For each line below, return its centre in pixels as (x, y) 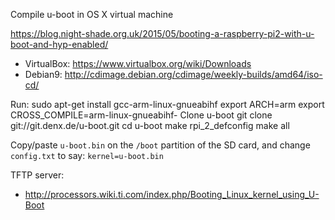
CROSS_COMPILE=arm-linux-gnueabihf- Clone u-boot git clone (141, 115)
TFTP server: (37, 175)
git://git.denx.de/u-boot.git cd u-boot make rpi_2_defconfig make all (150, 125)
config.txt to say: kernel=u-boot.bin (87, 155)
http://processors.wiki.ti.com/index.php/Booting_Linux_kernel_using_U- (172, 194)
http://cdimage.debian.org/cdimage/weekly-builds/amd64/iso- (193, 74)
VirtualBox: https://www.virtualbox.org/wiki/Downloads (138, 63)
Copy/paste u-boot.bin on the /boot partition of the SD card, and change (160, 145)
